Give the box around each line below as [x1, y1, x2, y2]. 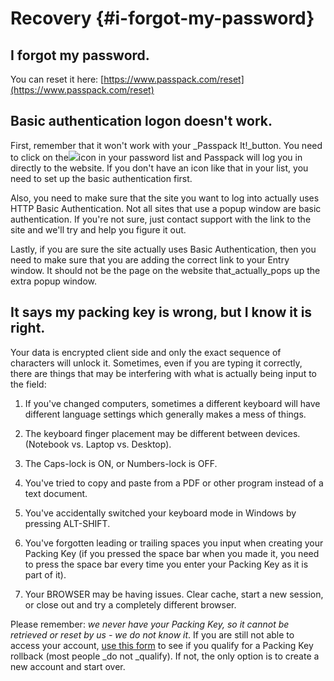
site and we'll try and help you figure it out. [10, 223, 187, 236]
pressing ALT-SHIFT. [24, 517, 111, 529]
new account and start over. [10, 660, 126, 672]
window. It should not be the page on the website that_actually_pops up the [10, 264, 321, 276]
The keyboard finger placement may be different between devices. [24, 427, 301, 439]
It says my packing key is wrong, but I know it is [10, 304, 313, 321]
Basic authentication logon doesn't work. [10, 113, 273, 130]
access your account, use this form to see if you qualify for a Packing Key [10, 639, 314, 651]
